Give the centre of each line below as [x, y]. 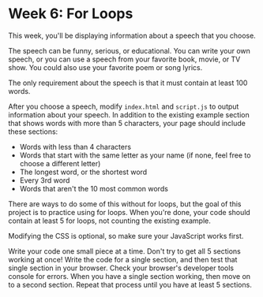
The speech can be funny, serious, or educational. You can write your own [130, 50]
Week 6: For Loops [71, 14]
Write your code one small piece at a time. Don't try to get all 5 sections [124, 251]
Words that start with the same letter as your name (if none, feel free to [135, 155]
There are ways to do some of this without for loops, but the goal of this [125, 204]
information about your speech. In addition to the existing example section [129, 114]
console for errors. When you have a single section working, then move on [130, 276]
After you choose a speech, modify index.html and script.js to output [124, 106]
